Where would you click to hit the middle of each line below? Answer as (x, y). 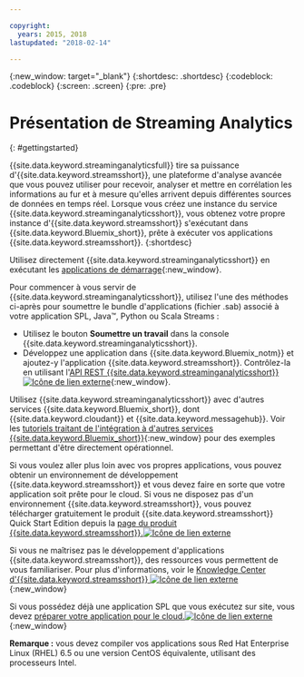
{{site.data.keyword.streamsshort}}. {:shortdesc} (101, 242)
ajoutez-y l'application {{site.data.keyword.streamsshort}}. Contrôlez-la (157, 363)
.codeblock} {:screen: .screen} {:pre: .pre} (88, 86)
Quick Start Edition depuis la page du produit (93, 524)
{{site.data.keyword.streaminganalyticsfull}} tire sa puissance (124, 165)
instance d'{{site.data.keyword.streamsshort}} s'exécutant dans (129, 223)
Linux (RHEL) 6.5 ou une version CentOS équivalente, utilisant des (132, 653)
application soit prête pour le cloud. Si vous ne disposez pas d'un (132, 495)
